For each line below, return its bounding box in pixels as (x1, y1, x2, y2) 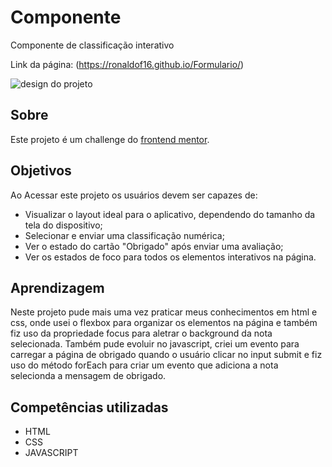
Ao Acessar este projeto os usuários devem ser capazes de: (10, 189, 258, 201)
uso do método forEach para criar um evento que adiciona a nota (10, 359, 279, 371)
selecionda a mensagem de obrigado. (10, 370, 167, 382)
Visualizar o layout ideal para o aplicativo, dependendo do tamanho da (24, 208, 316, 220)
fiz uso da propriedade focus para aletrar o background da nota (10, 327, 273, 340)
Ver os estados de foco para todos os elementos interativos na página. (24, 251, 317, 263)
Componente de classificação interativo (10, 39, 175, 51)
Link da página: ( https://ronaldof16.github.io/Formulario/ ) (10, 58, 245, 70)
